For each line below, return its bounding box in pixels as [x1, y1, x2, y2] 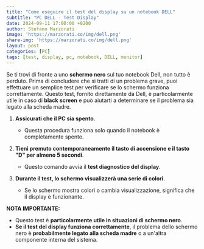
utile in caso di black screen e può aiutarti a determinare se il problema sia [6, 97, 194, 104]
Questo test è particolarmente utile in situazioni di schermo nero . [15, 216, 183, 223]
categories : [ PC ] [6, 49, 51, 55]
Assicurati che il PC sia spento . [15, 115, 96, 122]
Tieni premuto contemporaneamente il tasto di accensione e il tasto [15, 145, 190, 152]
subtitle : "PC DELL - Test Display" [6, 15, 99, 21]
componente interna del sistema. [15, 236, 98, 243]
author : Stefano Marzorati [6, 26, 75, 32]
